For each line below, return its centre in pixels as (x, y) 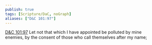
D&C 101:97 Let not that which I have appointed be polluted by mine (73, 32)
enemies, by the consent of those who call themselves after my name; (76, 37)
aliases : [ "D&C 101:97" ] (30, 18)
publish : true (20, 9)
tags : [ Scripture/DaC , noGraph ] (38, 14)
